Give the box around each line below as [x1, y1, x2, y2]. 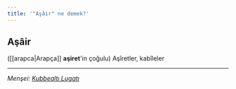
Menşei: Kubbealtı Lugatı [7, 74, 79, 83]
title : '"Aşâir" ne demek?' [7, 10, 90, 17]
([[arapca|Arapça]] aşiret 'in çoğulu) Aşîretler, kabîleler [7, 54, 165, 63]
